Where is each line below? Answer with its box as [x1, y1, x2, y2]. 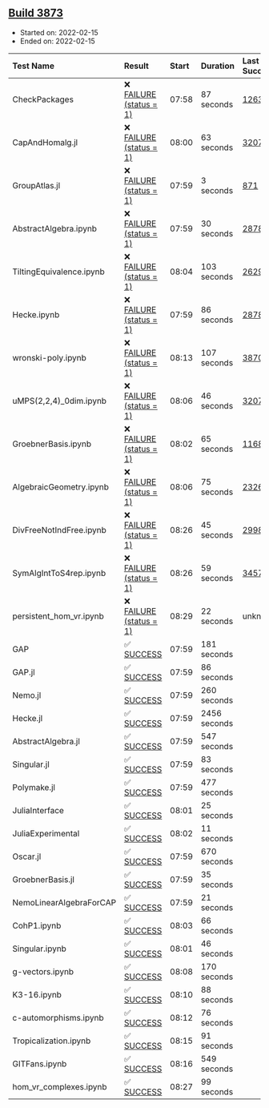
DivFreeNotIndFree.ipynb [12, 524, 106, 535]
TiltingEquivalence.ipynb [12, 266, 106, 277]
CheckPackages [12, 94, 74, 105]
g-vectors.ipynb [12, 965, 74, 977]
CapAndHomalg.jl [12, 136, 78, 147]
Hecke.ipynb [12, 308, 60, 320]
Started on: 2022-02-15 [19, 27, 98, 37]
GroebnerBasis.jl [12, 873, 74, 884]
